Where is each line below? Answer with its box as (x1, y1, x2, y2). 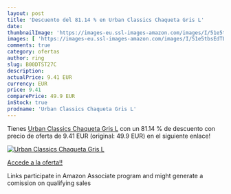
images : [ (7, 36, 36, 43)
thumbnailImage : (7, 29, 54, 36)
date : (7, 23, 23, 29)
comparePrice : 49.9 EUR (7, 93, 76, 100)
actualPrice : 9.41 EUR (7, 73, 72, 81)
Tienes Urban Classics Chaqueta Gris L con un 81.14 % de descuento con (7, 124, 215, 132)
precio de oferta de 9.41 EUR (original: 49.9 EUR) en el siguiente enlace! (7, 132, 211, 140)
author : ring (7, 55, 45, 62)
